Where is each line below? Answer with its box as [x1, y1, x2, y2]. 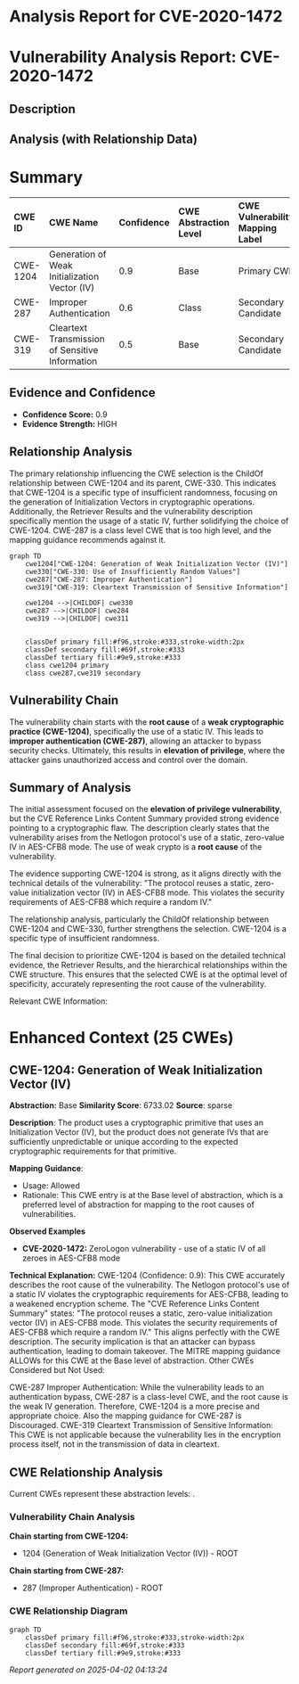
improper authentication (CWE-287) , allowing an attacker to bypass [9, 735, 262, 746]
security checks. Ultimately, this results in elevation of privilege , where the [9, 744, 286, 755]
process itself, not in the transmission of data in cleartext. [9, 1439, 220, 1450]
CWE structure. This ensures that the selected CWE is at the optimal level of [9, 969, 287, 980]
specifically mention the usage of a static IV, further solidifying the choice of [9, 515, 289, 526]
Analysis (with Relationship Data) [9, 132, 198, 147]
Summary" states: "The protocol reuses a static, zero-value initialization [9, 1308, 273, 1318]
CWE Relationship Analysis [9, 1465, 163, 1480]
